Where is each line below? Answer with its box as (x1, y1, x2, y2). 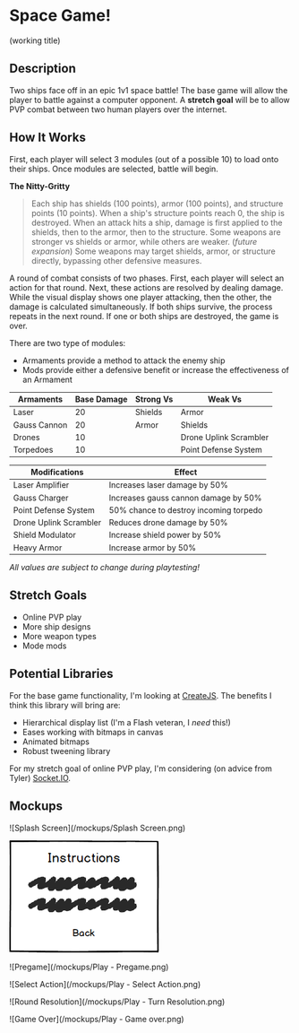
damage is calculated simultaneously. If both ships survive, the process (9, 301, 273, 312)
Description (9, 61, 76, 76)
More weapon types (21, 630, 97, 641)
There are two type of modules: (9, 337, 126, 348)
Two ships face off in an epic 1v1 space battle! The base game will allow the (9, 84, 288, 95)
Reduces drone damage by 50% (108, 517, 228, 528)
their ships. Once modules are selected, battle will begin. (9, 163, 219, 174)
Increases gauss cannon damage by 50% (108, 492, 262, 503)
